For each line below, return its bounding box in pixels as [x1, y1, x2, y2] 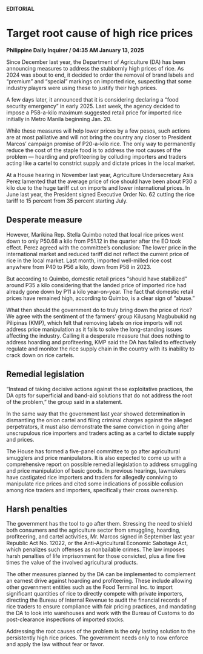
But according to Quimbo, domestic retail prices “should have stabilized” [6, 275, 188, 282]
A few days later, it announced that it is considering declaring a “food [6, 96, 179, 103]
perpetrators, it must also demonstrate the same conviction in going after [6, 423, 189, 430]
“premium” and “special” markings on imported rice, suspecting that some [6, 77, 192, 85]
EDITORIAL [6, 5, 35, 12]
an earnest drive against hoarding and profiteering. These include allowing [6, 577, 193, 585]
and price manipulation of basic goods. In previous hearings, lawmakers [6, 467, 186, 474]
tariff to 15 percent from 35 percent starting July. [6, 197, 128, 204]
